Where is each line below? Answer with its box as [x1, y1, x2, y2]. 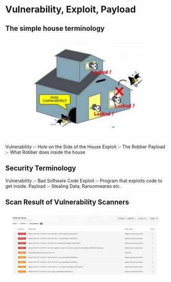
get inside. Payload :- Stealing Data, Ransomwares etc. [5, 183, 121, 189]
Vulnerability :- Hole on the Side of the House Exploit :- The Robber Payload [5, 144, 165, 150]
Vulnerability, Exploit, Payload [5, 4, 136, 15]
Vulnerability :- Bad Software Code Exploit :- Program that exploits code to [5, 177, 163, 184]
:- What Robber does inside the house [5, 149, 85, 155]
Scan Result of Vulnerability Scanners [5, 197, 130, 206]
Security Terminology [5, 164, 76, 173]
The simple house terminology [5, 24, 105, 33]
